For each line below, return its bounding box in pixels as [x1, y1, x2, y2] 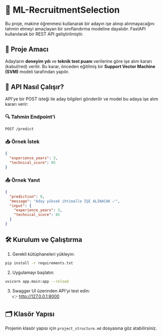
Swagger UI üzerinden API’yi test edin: [12, 288, 91, 293]
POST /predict [5, 126, 34, 131]
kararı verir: [5, 101, 28, 107]
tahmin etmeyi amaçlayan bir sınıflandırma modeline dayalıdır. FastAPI [5, 25, 146, 31]
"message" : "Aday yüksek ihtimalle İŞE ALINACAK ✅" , [9, 198, 120, 204]
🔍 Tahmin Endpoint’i [5, 114, 55, 120]
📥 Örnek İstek [5, 138, 40, 145]
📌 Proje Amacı [5, 45, 49, 53]
